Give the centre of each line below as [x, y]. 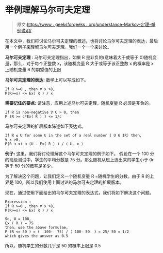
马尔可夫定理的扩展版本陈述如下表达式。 [45, 126]
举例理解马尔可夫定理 [48, 10]
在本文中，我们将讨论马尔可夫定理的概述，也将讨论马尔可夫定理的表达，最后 [81, 41]
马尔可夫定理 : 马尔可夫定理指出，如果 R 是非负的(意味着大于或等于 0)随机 [79, 57]
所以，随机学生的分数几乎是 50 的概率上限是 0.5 [53, 245]
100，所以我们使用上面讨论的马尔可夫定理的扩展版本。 [69, 182]
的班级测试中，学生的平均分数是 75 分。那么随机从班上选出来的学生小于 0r [80, 159]
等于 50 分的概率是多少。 [30, 166]
